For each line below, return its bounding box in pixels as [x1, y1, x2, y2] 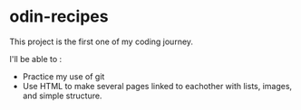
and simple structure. [22, 90, 102, 101]
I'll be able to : [9, 53, 63, 64]
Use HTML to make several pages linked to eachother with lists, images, [22, 80, 293, 91]
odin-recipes [9, 6, 109, 27]
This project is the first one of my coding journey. [9, 36, 193, 47]
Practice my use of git [22, 70, 105, 82]
